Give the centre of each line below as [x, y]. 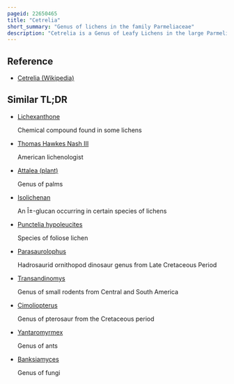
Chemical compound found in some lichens [79, 130]
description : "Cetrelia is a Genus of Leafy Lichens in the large [106, 33]
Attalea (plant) [38, 170]
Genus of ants [37, 346]
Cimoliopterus [37, 305]
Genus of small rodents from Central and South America [98, 291]
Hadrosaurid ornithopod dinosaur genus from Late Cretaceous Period [117, 264]
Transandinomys [41, 278]
